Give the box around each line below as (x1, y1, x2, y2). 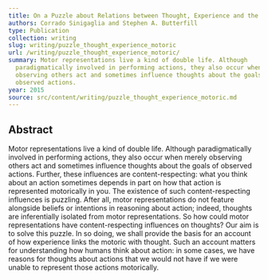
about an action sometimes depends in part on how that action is (8, 178, 222, 187)
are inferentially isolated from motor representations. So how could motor (8, 212, 250, 222)
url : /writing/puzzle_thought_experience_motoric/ (8, 49, 180, 57)
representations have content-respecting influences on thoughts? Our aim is (8, 220, 259, 230)
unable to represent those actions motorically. (8, 262, 160, 272)
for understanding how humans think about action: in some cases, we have (8, 246, 255, 255)
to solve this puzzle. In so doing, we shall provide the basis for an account (8, 229, 251, 239)
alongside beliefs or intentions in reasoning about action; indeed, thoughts (8, 203, 253, 213)
